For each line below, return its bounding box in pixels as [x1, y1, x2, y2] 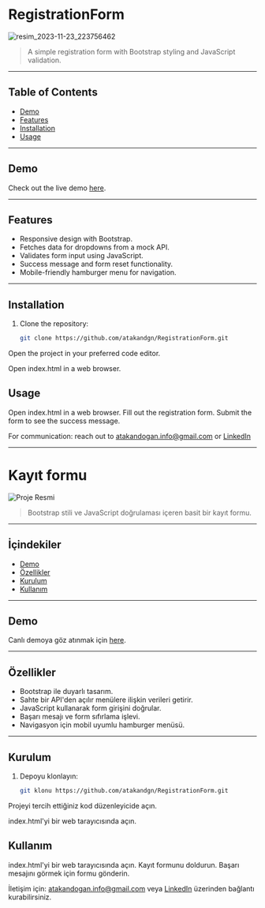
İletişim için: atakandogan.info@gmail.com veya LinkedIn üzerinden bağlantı [8, 884, 255, 893]
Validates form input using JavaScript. [19, 251, 144, 261]
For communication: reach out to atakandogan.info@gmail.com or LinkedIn [8, 431, 251, 441]
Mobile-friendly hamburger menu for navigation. [19, 268, 177, 277]
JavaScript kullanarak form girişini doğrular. [19, 704, 162, 713]
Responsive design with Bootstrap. [19, 235, 132, 244]
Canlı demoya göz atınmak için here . [8, 636, 126, 645]
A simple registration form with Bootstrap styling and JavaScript [27, 47, 236, 56]
